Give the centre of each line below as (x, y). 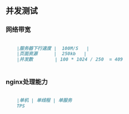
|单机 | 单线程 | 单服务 (44, 101)
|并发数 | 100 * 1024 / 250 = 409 (70, 59)
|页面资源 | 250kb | (52, 54)
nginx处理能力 (27, 82)
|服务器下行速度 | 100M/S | (53, 48)
